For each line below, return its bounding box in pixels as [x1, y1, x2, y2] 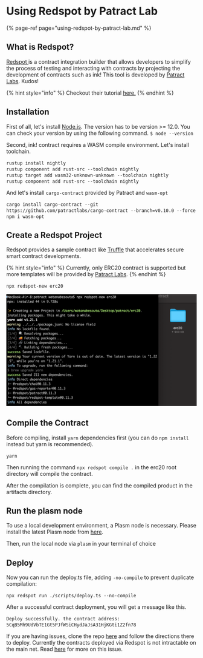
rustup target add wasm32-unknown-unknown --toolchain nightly [6, 172, 169, 178]
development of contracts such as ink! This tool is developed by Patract [6, 71, 185, 78]
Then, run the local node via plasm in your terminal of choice [6, 540, 156, 548]
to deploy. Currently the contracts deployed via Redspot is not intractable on [6, 639, 196, 646]
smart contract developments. [6, 253, 82, 260]
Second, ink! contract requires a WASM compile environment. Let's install [6, 141, 189, 148]
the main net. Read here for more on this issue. [6, 645, 123, 653]
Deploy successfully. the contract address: [6, 616, 120, 622]
